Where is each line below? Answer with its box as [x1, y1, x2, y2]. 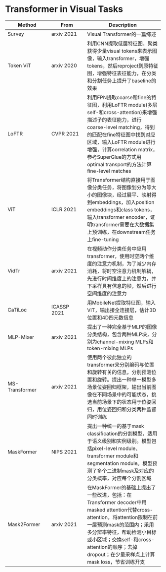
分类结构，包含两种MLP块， [87, 331, 152, 338]
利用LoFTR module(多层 [102, 101, 158, 108]
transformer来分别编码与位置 [87, 361, 155, 368]
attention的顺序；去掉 [87, 543, 137, 550]
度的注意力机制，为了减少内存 [87, 260, 157, 267]
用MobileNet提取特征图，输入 [87, 299, 156, 306]
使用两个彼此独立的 [87, 354, 132, 361]
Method [17, 21, 37, 28]
